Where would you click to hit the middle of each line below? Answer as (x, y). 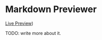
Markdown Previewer (51, 9)
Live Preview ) (19, 23)
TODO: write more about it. (33, 33)
